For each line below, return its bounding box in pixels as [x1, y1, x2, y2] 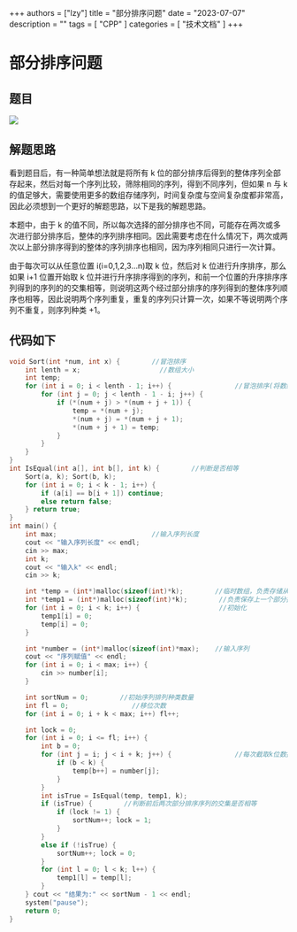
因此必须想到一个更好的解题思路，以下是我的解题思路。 [9, 200, 210, 211]
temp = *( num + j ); [72, 406, 144, 415]
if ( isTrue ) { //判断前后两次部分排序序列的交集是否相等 [41, 799, 257, 808]
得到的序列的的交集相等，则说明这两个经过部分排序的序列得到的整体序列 [16, 282, 280, 293]
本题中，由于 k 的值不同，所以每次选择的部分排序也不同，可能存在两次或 [9, 220, 274, 230]
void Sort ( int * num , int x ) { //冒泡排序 [9, 357, 187, 366]
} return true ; [25, 505, 81, 514]
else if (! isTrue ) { [41, 840, 117, 850]
